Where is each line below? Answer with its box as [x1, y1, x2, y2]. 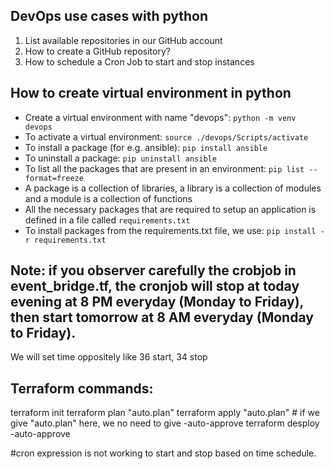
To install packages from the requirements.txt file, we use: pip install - [24, 224, 325, 236]
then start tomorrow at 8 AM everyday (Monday [10, 309, 314, 326]
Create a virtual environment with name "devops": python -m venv [24, 111, 297, 123]
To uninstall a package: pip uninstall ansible [24, 152, 217, 164]
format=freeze [24, 173, 84, 183]
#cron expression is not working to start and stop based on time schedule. [10, 447, 317, 459]
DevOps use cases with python [10, 8, 209, 25]
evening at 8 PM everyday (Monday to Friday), [10, 294, 304, 311]
